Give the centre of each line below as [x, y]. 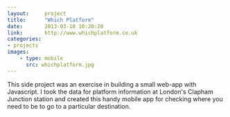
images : [18, 52]
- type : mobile [42, 58]
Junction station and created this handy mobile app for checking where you [115, 99]
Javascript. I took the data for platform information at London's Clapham [110, 92]
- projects [23, 45]
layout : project [37, 13]
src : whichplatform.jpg [60, 65]
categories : [24, 39]
